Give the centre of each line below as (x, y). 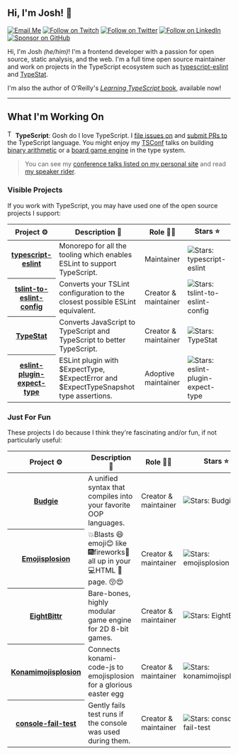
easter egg (106, 694)
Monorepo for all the (93, 246)
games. (101, 638)
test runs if (106, 715)
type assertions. (86, 396)
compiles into (110, 496)
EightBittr (46, 617)
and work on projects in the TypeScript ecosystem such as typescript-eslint (118, 66)
